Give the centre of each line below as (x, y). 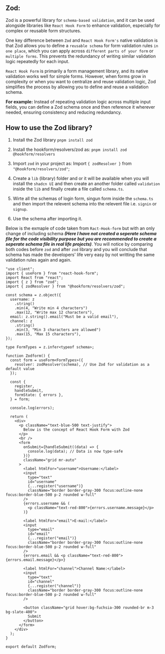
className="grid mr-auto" (50, 460)
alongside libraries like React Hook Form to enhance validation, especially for (83, 25)
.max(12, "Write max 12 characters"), (54, 312)
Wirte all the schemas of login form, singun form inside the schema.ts (83, 198)
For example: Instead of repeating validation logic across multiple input (78, 102)
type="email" (41, 529)
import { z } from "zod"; (32, 282)
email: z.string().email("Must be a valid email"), (64, 317)
